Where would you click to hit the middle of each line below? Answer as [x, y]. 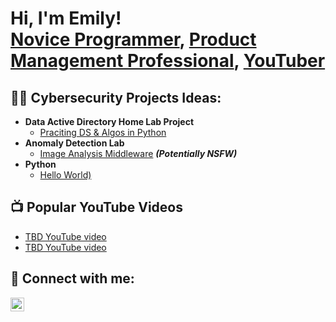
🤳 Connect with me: [72, 278]
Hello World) [65, 175]
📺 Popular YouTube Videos [96, 207]
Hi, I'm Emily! [66, 18]
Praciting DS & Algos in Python [103, 132]
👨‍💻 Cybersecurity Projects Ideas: [116, 97]
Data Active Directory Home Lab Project [109, 121]
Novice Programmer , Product [133, 39]
